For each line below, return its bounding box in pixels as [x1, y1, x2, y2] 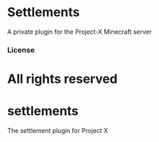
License [7, 45, 35, 55]
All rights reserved [7, 71, 118, 87]
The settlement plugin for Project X [7, 126, 109, 134]
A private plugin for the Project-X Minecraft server [7, 27, 152, 36]
